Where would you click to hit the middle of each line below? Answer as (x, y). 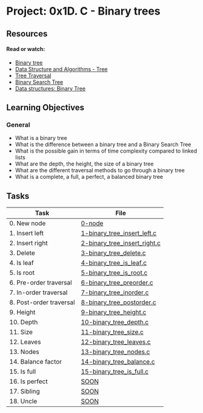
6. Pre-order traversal (41, 283)
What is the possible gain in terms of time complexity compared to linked (106, 151)
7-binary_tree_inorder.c (115, 293)
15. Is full (23, 372)
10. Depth (24, 322)
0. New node (28, 223)
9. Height (22, 313)
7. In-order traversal (38, 293)
